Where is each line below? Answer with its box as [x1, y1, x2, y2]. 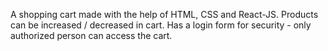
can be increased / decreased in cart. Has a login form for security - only [10, 19, 312, 31]
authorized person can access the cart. [10, 30, 173, 41]
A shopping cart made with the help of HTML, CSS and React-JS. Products [10, 9, 319, 20]
